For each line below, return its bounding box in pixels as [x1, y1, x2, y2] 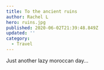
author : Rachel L [6, 14, 49, 20]
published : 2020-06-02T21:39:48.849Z [6, 24, 99, 31]
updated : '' [6, 30, 35, 36]
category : [6, 36, 31, 41]
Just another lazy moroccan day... [6, 57, 89, 64]
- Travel [11, 41, 33, 47]
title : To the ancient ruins [6, 8, 78, 15]
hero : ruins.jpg [6, 19, 46, 25]
